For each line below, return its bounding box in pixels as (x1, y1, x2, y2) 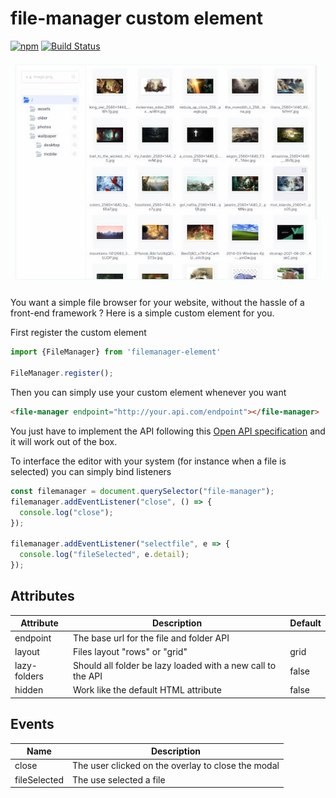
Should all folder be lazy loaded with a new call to (72, 660, 277, 672)
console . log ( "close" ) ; (19, 507, 114, 517)
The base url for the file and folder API (72, 632, 230, 644)
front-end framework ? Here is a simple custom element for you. (10, 307, 275, 319)
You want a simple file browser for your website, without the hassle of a (10, 297, 305, 309)
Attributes (10, 588, 75, 605)
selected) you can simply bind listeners (10, 465, 172, 477)
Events (10, 716, 55, 733)
